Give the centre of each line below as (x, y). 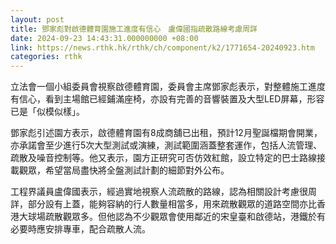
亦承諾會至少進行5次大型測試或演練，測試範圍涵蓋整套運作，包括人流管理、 (166, 145)
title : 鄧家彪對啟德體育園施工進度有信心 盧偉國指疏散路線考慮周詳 (134, 29)
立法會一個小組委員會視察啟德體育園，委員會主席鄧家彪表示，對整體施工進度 (168, 87)
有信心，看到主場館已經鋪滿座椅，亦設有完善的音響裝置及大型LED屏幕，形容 (167, 99)
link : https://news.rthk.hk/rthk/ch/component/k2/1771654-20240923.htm (162, 47)
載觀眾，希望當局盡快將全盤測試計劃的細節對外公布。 (120, 170)
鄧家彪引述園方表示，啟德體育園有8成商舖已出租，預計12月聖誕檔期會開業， (166, 133)
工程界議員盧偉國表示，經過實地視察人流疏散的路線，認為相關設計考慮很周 (163, 192)
